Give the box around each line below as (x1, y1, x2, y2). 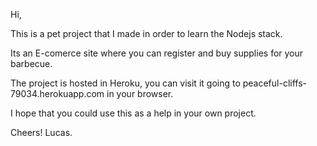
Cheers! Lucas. (10, 127, 73, 138)
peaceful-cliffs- (242, 77, 308, 89)
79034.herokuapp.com (10, 88, 105, 99)
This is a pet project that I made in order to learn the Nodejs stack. (10, 28, 283, 39)
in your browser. (106, 88, 174, 99)
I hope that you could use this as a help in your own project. (10, 107, 257, 119)
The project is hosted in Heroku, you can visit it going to (10, 77, 241, 89)
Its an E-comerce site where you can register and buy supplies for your (10, 47, 304, 59)
